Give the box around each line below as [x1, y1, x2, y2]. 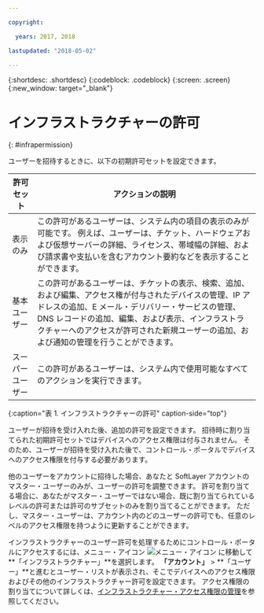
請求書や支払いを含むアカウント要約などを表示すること [44, 251, 250, 262]
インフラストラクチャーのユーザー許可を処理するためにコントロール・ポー [8, 537, 249, 547]
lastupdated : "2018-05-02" [8, 46, 97, 55]
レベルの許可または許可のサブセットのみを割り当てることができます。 [8, 501, 235, 511]
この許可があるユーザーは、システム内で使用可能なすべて [36, 364, 249, 375]
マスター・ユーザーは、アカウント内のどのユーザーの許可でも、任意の [21, 511, 249, 520]
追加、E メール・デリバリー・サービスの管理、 [68, 301, 241, 312]
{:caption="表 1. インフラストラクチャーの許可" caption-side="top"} [8, 408, 227, 418]
